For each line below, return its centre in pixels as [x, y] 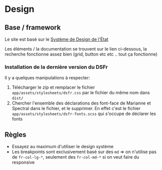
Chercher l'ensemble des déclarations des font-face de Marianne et [81, 103]
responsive [23, 163]
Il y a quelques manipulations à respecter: [47, 78]
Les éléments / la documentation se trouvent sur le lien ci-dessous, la [76, 49]
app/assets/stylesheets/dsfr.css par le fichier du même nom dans [81, 93]
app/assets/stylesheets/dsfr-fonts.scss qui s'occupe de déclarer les [84, 114]
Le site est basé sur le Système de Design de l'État [57, 39]
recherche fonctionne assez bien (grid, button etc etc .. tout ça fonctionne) [81, 54]
